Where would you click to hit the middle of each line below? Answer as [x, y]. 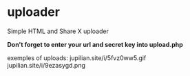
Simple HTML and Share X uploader [58, 31]
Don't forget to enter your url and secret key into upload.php [95, 44]
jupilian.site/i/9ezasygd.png [46, 65]
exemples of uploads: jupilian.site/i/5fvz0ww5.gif [77, 58]
